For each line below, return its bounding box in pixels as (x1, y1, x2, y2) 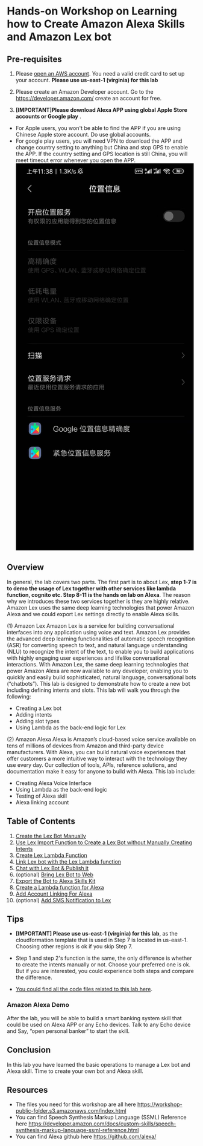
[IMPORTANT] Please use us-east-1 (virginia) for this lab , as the (15, 930, 178, 937)
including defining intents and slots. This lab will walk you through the (7, 686, 180, 694)
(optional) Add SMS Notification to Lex (15, 896, 111, 903)
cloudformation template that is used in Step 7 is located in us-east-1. (15, 936, 189, 944)
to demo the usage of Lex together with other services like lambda (7, 585, 176, 592)
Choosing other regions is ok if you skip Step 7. (15, 943, 133, 950)
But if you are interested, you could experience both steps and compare (15, 968, 195, 975)
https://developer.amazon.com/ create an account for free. (15, 95, 162, 102)
